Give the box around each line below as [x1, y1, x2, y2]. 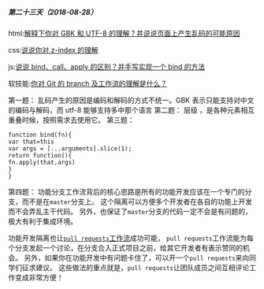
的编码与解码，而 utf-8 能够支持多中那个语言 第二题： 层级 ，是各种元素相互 [8, 105, 255, 114]
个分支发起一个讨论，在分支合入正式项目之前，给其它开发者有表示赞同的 [8, 243, 243, 252]
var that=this [8, 138, 55, 146]
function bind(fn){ [8, 131, 73, 139]
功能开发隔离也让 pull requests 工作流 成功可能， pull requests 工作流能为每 [8, 233, 255, 243]
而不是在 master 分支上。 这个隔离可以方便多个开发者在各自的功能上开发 [21, 197, 252, 206]
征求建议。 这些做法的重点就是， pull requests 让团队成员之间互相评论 [21, 262, 250, 272]
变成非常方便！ [14, 272, 64, 282]
